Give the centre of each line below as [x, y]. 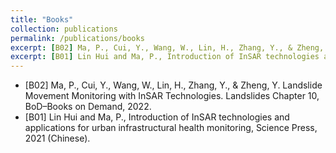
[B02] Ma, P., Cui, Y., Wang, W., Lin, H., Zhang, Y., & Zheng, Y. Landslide [173, 85]
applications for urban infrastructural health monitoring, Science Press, [171, 128]
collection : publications [64, 29]
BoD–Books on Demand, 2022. [88, 107]
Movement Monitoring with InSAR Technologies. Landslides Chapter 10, [172, 96]
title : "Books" [42, 19]
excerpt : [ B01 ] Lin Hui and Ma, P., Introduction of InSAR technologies [165, 57]
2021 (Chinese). [57, 138]
